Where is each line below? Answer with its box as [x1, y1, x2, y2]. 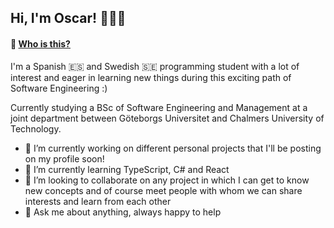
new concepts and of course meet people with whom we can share [24, 184, 303, 196]
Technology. [10, 122, 62, 135]
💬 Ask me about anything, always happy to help [24, 206, 222, 218]
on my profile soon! [24, 152, 105, 165]
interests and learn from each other [24, 195, 172, 207]
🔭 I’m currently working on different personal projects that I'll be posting [24, 142, 322, 154]
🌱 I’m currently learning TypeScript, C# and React [24, 163, 230, 175]
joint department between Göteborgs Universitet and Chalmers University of [10, 112, 325, 124]
